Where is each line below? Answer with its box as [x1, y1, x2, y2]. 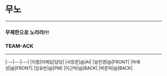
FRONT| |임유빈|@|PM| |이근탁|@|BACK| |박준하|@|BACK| [16, 65, 133, 71]
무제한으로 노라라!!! [5, 29, 49, 36]
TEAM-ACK [5, 42, 34, 49]
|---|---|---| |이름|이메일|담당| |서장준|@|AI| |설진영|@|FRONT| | [5, 59, 133, 65]
